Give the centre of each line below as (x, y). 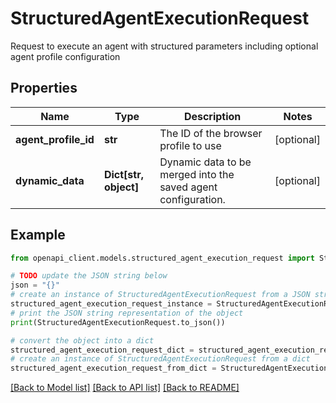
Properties (44, 88)
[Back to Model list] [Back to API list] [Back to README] (125, 388)
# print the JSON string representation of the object (127, 313)
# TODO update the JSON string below (89, 276)
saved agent (188, 187)
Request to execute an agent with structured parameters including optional (164, 46)
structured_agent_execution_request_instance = (111, 304)
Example (38, 235)
